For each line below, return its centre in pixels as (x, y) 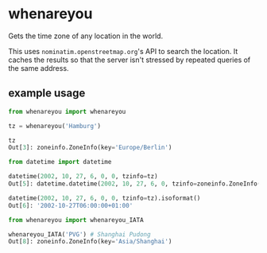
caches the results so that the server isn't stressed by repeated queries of (130, 60)
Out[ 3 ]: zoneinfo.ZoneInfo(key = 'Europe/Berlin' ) (90, 148)
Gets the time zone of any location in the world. (86, 36)
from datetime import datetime (60, 162)
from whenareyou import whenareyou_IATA (76, 220)
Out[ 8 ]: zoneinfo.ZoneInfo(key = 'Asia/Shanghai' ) (90, 242)
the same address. (39, 68)
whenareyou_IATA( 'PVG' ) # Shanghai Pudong (79, 234)
